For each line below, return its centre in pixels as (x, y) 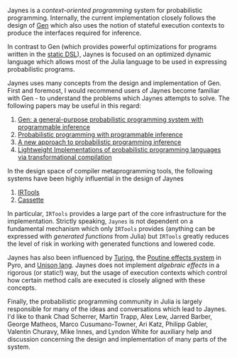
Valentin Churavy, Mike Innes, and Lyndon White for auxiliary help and (110, 332)
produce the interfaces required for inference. (75, 33)
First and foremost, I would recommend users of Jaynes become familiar (114, 91)
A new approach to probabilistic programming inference (99, 142)
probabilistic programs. (42, 69)
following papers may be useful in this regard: (75, 105)
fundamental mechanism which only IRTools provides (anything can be (111, 229)
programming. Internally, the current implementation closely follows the (112, 18)
